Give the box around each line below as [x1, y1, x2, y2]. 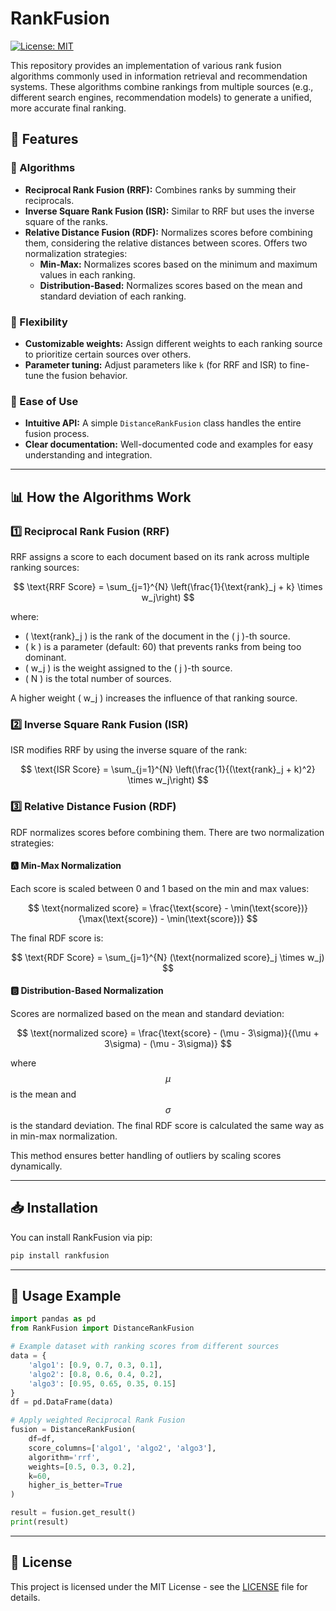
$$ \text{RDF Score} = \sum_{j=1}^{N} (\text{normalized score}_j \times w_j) [11, 951, 325, 963]
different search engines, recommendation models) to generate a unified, [10, 91, 313, 103]
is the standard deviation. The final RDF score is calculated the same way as [10, 1119, 325, 1131]
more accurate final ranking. [10, 102, 127, 114]
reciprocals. [24, 194, 75, 206]
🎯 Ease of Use [10, 394, 79, 408]
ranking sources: [10, 561, 80, 573]
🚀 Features [10, 131, 79, 148]
